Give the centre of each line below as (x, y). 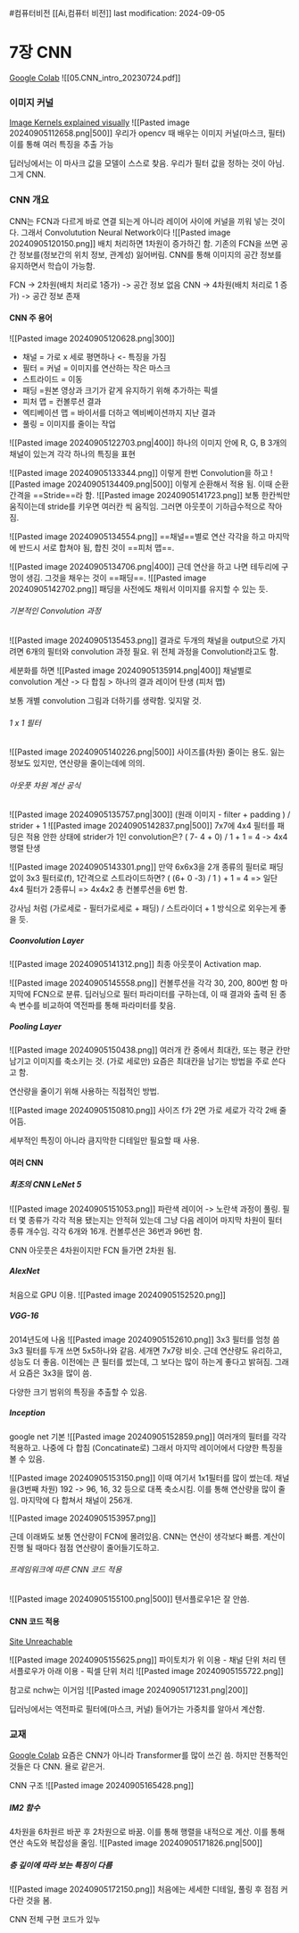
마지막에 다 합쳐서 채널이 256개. (77, 1500)
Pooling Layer (36, 1026)
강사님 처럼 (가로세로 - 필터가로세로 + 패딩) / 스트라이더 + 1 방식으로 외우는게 (143, 908)
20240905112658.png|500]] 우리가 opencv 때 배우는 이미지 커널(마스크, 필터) (147, 133)
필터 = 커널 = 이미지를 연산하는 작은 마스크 (96, 368)
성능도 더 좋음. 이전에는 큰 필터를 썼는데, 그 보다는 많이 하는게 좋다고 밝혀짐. (141, 1362)
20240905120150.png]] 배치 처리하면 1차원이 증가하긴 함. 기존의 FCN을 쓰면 (144, 243)
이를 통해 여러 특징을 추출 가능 (62, 145)
